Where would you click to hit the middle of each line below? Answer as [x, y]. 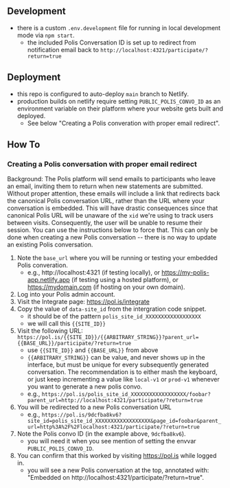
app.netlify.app [48, 280]
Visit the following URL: [50, 331]
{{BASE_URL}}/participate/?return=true [74, 344]
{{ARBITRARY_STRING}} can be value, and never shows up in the [116, 358]
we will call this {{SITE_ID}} [67, 324]
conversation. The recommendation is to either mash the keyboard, [122, 372]
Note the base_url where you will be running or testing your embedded [117, 258]
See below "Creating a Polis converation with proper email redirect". [124, 123]
